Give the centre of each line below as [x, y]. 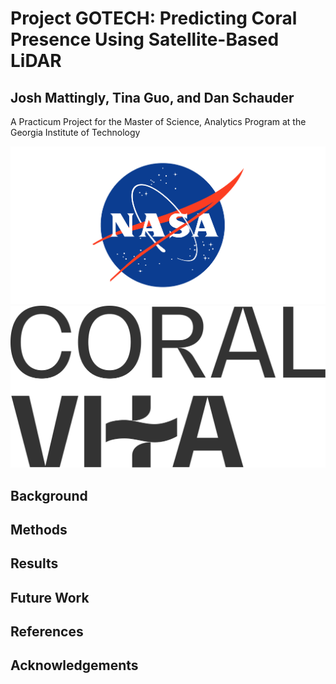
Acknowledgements [74, 665]
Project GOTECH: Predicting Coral [154, 18]
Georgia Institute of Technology [75, 132]
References [47, 632]
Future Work [50, 597]
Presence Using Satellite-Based [145, 39]
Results [34, 563]
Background [49, 495]
